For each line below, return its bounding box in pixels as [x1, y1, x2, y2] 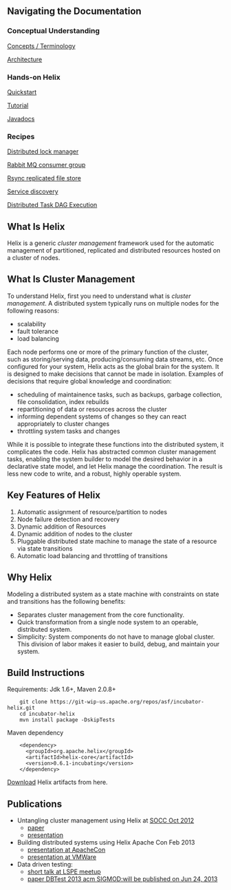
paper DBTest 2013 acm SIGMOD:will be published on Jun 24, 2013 [27, 875, 218, 883]
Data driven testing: [16, 860, 74, 869]
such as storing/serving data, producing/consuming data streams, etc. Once [7, 354, 223, 363]
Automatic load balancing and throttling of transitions [16, 551, 168, 560]
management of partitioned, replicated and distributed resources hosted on [7, 246, 221, 255]
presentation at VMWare [27, 853, 97, 861]
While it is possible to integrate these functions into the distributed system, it [7, 440, 224, 448]
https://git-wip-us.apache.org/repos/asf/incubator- [50, 699, 205, 706]
